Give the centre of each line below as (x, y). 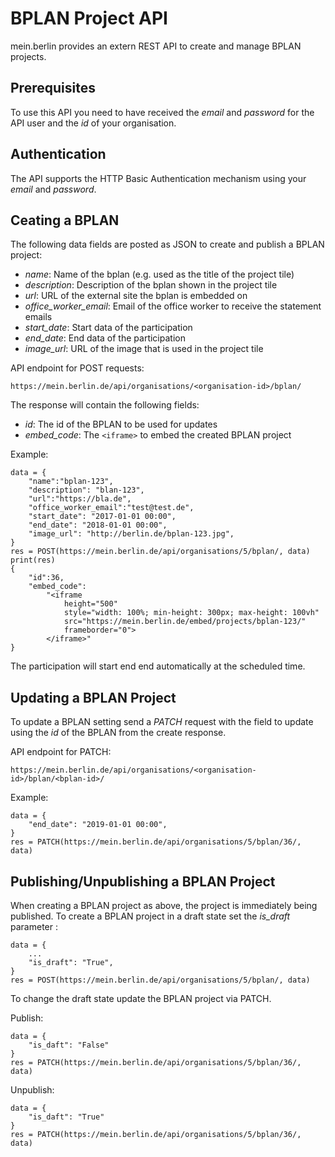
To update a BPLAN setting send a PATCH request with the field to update (162, 722)
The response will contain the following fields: (105, 405)
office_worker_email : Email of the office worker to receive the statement (173, 306)
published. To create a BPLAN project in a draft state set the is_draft (150, 916)
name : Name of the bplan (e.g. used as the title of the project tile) (159, 274)
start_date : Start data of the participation (108, 328)
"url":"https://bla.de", (80, 499)
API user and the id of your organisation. (93, 123)
